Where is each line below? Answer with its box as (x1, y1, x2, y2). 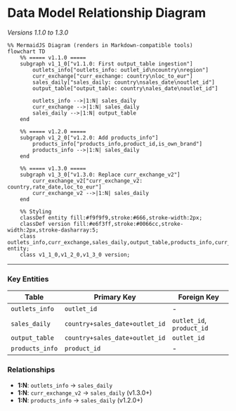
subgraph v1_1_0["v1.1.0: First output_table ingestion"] (20, 60, 193, 68)
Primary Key (93, 292, 136, 302)
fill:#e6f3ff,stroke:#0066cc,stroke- (73, 220, 184, 227)
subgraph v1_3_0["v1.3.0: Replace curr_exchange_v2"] (20, 171, 181, 178)
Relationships (7, 365, 55, 374)
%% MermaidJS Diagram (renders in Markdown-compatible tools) (7, 42, 193, 49)
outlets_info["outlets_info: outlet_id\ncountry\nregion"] (32, 66, 209, 73)
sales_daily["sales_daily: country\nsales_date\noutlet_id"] (32, 79, 216, 86)
